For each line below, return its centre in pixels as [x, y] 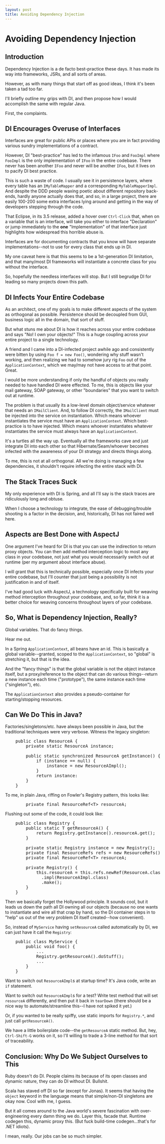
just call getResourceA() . [29, 1021]
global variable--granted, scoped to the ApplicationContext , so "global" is [80, 654]
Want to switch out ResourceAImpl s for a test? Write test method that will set [82, 995]
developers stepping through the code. [45, 207]
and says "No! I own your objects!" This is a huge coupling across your [77, 335]
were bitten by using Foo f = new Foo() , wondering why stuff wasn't [74, 355]
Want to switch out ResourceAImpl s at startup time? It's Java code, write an [81, 981]
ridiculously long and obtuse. [34, 498]
